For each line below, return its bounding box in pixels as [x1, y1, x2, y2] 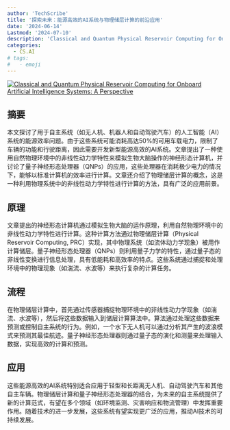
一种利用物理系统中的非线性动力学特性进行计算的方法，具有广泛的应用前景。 [7, 180, 223, 188]
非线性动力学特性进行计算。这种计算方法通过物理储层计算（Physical [7, 230, 199, 238]
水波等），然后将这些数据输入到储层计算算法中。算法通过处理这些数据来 [18, 314, 220, 322]
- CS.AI [13, 49, 36, 56]
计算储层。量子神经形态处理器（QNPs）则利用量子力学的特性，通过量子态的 [7, 247, 221, 255]
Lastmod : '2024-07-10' [7, 29, 72, 36]
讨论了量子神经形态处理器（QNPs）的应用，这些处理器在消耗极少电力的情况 [7, 163, 221, 171]
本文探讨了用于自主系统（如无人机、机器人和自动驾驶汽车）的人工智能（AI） [7, 128, 223, 136]
